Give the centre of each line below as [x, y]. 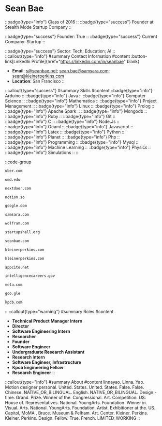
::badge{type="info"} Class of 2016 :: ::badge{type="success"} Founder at [79, 22]
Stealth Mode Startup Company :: [38, 27]
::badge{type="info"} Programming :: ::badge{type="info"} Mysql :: [72, 142]
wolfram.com [17, 223]
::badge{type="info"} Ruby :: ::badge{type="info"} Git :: [60, 116]
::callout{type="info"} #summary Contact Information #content [67, 56]
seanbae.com [17, 241]
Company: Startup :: [25, 41]
